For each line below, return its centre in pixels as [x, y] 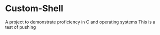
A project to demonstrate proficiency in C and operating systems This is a [80, 22]
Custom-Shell [34, 9]
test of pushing [21, 27]
